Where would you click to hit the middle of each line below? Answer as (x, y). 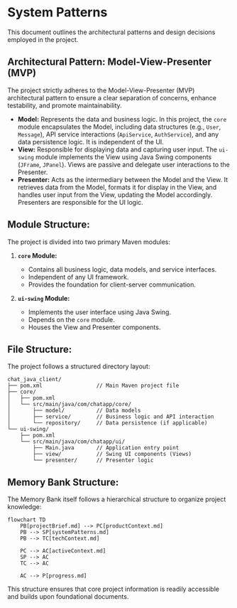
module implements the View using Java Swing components (123, 156)
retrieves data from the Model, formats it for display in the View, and (117, 187)
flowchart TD (27, 520)
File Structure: (40, 349)
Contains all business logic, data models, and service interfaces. (122, 269)
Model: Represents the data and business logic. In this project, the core (122, 119)
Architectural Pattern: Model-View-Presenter (109, 62)
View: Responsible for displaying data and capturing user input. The (117, 149)
